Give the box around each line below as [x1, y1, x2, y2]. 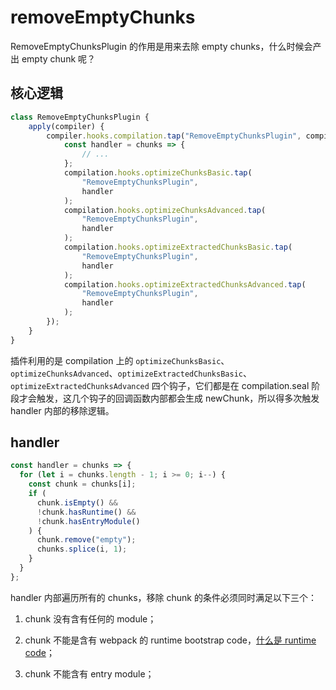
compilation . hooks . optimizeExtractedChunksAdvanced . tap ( [63, 279, 307, 290]
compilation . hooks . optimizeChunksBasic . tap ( [63, 168, 253, 178]
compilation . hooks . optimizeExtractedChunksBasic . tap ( [63, 242, 293, 252]
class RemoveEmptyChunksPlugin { [10, 112, 150, 122]
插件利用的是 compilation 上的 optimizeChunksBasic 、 [10, 354, 230, 366]
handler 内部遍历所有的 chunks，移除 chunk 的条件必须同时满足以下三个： [10, 591, 317, 603]
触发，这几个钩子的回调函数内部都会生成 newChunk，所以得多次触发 [36, 392, 320, 404]
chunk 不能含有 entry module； [24, 667, 155, 680]
